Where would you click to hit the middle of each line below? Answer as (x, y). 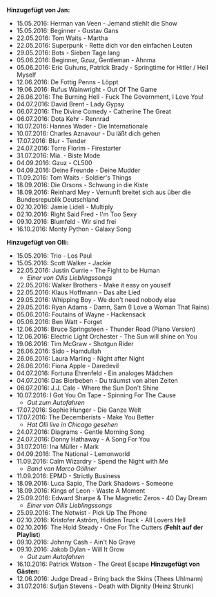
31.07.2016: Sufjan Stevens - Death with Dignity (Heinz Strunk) (105, 586)
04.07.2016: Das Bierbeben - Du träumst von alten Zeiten (97, 380)
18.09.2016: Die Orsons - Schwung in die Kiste (82, 185)
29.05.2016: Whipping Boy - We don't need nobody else (96, 300)
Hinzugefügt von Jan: (38, 10)
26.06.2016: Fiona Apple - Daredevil (68, 366)
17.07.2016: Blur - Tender (51, 141)
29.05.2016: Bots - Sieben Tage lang (68, 53)
